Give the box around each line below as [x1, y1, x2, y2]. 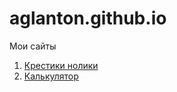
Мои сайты [9, 40, 57, 52]
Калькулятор [23, 70, 79, 82]
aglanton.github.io [9, 7, 167, 30]
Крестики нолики [23, 59, 99, 71]
